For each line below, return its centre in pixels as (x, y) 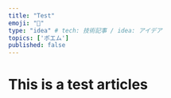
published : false (37, 45)
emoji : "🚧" (26, 23)
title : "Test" (32, 16)
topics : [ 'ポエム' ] (39, 38)
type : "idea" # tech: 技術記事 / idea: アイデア (85, 30)
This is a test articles (78, 85)
